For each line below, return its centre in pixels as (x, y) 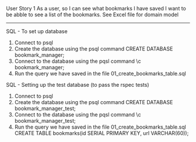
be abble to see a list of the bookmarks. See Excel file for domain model (92, 15)
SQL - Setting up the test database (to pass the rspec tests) (78, 85)
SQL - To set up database (37, 31)
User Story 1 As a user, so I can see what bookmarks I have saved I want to (96, 8)
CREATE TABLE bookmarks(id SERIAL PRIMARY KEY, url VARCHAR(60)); (101, 133)
